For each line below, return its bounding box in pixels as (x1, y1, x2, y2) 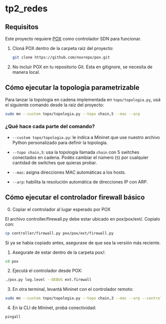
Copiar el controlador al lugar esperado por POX (12, 206, 111, 212)
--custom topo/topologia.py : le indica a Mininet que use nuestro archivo (12, 134, 160, 140)
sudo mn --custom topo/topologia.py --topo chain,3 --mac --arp (5, 296, 140, 301)
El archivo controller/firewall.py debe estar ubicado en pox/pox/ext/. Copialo (5, 216, 161, 222)
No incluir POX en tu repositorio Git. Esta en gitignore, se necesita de (12, 64, 153, 70)
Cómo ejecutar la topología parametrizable (5, 84, 140, 92)
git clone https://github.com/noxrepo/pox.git (12, 55, 110, 60)
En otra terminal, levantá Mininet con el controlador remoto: (12, 286, 133, 292)
